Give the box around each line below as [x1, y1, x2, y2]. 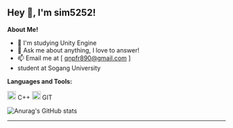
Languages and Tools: [7, 77, 73, 85]
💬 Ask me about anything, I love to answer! [17, 46, 140, 54]
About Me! [7, 25, 39, 33]
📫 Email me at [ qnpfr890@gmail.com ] [17, 53, 131, 62]
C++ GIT [17, 93, 53, 101]
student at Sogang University [17, 64, 101, 72]
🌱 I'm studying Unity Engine [17, 39, 97, 47]
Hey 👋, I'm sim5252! [7, 7, 96, 19]
